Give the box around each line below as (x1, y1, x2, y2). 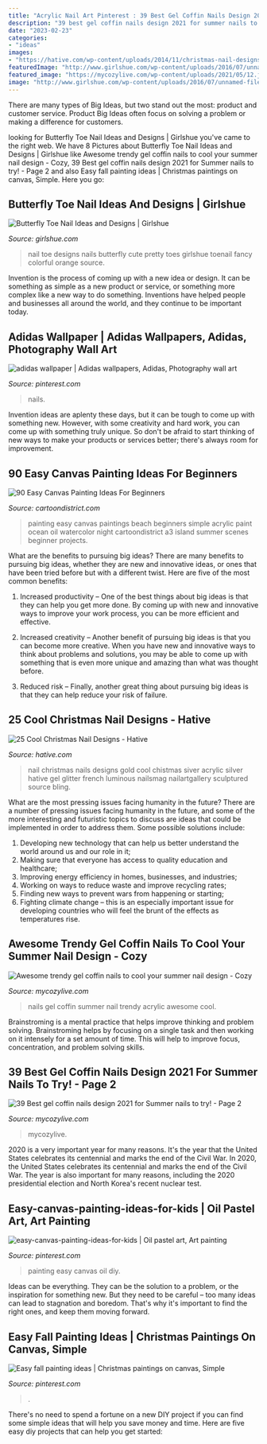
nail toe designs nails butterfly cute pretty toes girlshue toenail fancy (27, 250, 253, 259)
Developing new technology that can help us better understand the (19, 838, 240, 848)
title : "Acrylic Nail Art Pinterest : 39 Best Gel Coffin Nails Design (8, 11, 250, 20)
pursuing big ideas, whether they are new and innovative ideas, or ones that (8, 559, 257, 569)
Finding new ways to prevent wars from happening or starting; (19, 888, 224, 899)
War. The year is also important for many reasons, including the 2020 (8, 1170, 235, 1180)
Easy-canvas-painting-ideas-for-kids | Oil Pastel (8, 1201, 255, 1215)
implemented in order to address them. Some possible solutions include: (8, 822, 245, 832)
